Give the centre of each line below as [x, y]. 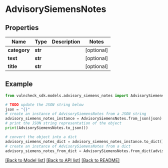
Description [66, 42]
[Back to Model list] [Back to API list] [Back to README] [62, 160]
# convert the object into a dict [41, 137]
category [19, 50]
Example [19, 84]
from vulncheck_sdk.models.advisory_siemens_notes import [67, 95]
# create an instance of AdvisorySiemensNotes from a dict [68, 146]
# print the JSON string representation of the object [63, 123]
